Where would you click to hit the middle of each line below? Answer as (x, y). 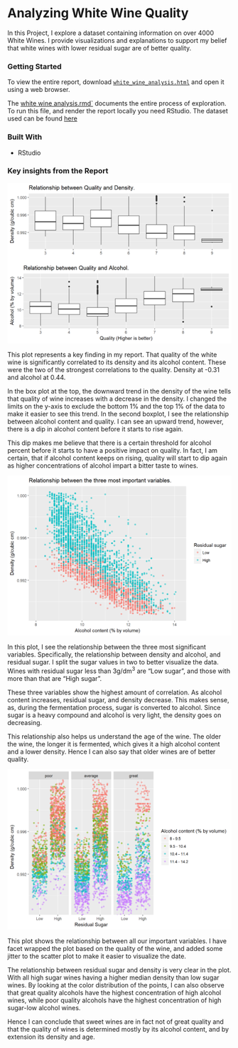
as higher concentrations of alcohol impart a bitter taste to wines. (103, 466)
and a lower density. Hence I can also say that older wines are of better (112, 752)
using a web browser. (39, 90)
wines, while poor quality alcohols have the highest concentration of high (114, 1000)
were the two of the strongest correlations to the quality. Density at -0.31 (114, 369)
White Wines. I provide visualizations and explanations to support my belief (117, 40)
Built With (25, 137)
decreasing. (25, 723)
